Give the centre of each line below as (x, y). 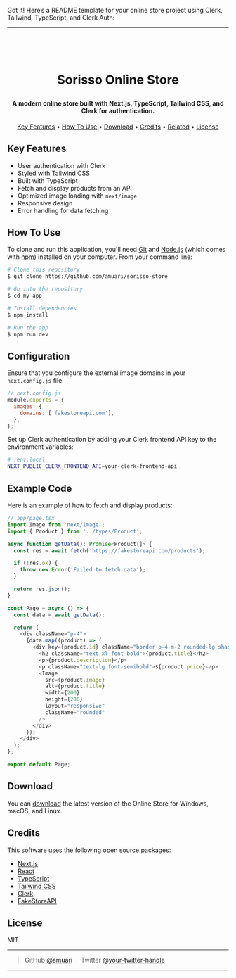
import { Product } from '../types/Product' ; (75, 531)
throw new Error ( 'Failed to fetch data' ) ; (83, 570)
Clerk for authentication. (118, 111)
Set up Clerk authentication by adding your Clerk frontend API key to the (112, 440)
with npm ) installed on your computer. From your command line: (100, 257)
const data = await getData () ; (59, 615)
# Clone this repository (44, 270)
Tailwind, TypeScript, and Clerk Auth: (61, 18)
